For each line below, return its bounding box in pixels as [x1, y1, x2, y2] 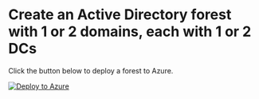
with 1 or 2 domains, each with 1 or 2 [8, 22, 252, 41]
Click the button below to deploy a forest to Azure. [8, 65, 174, 75]
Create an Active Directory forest [8, 6, 232, 24]
